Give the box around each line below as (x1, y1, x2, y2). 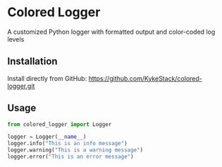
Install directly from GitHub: (7, 74, 87, 82)
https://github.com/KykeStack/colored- (88, 74, 202, 82)
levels (7, 35, 25, 43)
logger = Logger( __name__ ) (7, 133, 87, 141)
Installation (7, 56, 58, 68)
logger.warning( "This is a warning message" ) (7, 147, 143, 154)
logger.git (7, 82, 35, 90)
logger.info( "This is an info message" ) (7, 140, 128, 147)
